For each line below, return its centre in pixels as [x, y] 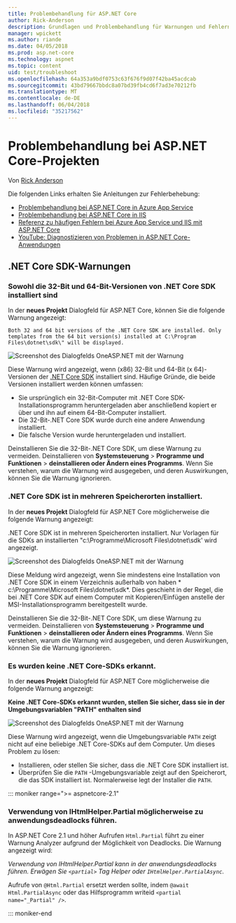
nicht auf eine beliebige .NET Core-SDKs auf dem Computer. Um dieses [112, 744]
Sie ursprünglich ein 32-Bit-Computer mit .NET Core [93, 398]
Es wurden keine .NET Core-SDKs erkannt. [82, 665]
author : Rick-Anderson [41, 20]
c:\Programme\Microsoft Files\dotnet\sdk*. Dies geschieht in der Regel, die [116, 589]
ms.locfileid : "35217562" [46, 111]
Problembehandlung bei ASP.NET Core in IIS [82, 215]
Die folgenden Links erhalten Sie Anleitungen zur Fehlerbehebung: [104, 194]
